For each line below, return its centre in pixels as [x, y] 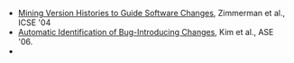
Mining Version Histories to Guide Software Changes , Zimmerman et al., [152, 13]
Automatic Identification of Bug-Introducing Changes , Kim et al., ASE [146, 32]
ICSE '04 [34, 22]
